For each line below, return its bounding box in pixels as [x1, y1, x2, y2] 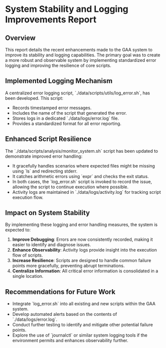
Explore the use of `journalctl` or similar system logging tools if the [12, 332, 148, 338]
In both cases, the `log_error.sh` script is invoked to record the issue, [12, 178, 152, 184]
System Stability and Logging [5, 3, 128, 15]
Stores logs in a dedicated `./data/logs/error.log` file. [12, 115, 119, 121]
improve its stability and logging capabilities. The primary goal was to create [5, 52, 161, 58]
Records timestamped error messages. [12, 105, 92, 111]
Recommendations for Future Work [5, 288, 116, 296]
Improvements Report [5, 14, 97, 25]
